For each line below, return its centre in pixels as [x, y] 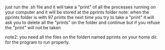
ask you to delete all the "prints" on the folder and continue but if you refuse [82, 22]
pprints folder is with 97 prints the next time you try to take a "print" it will [80, 17]
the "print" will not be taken [33, 28]
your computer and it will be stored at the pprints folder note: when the [77, 12]
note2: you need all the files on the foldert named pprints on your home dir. [82, 37]
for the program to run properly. [38, 42]
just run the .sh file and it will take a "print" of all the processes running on [81, 7]
